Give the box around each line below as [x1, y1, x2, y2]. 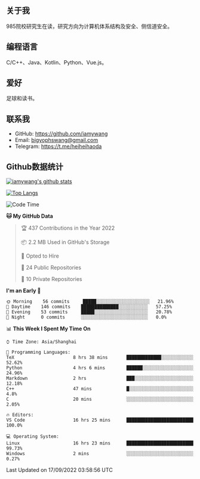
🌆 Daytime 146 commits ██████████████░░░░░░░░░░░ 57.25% [6, 304, 172, 310]
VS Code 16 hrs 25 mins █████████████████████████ [6, 417, 194, 424]
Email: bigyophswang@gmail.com [14, 137, 99, 144]
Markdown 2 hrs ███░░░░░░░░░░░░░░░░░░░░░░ [6, 375, 194, 382]
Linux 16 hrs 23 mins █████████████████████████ [6, 440, 194, 446]
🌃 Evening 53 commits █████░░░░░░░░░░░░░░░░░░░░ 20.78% [6, 309, 172, 315]
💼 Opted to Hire [20, 252, 60, 259]
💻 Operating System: [6, 434, 60, 440]
